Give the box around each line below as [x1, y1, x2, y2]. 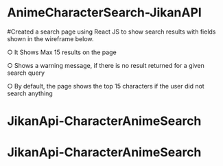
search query [7, 69, 45, 77]
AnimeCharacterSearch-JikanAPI [7, 5, 202, 21]
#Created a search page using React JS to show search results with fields [7, 27, 216, 36]
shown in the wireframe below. [7, 34, 94, 43]
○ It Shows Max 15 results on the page [7, 48, 117, 56]
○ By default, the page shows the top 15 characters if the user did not [7, 82, 204, 90]
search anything [7, 89, 53, 97]
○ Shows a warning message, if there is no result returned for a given [7, 61, 204, 69]
